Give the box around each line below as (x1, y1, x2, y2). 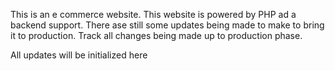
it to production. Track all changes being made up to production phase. (10, 30, 303, 41)
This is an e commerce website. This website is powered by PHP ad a (10, 9, 297, 20)
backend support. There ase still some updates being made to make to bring (10, 19, 325, 31)
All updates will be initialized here (10, 49, 148, 61)
